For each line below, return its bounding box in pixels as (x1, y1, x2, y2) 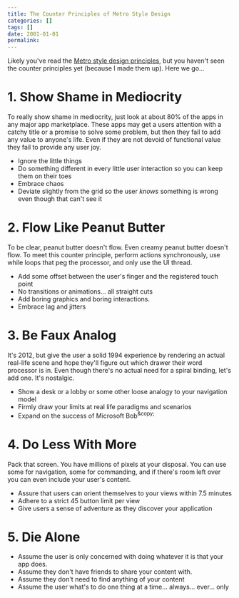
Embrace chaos (17, 180, 64, 188)
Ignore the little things (17, 157, 82, 165)
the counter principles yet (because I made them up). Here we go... (7, 64, 205, 73)
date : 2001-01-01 (7, 30, 59, 38)
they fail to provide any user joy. (7, 143, 102, 152)
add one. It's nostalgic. (7, 373, 75, 382)
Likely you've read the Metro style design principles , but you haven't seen (7, 56, 225, 65)
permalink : (7, 37, 40, 44)
